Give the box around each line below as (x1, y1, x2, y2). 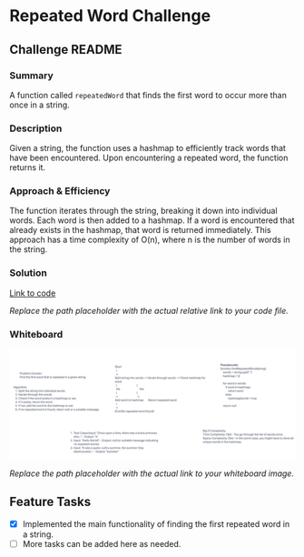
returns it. (9, 162, 46, 173)
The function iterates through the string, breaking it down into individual (9, 206, 279, 217)
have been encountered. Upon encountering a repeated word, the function (9, 152, 289, 164)
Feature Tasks (9, 494, 92, 510)
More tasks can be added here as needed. (22, 538, 181, 549)
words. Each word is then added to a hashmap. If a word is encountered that (9, 215, 295, 226)
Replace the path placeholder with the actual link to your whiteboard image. (9, 468, 295, 479)
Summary (9, 69, 54, 82)
